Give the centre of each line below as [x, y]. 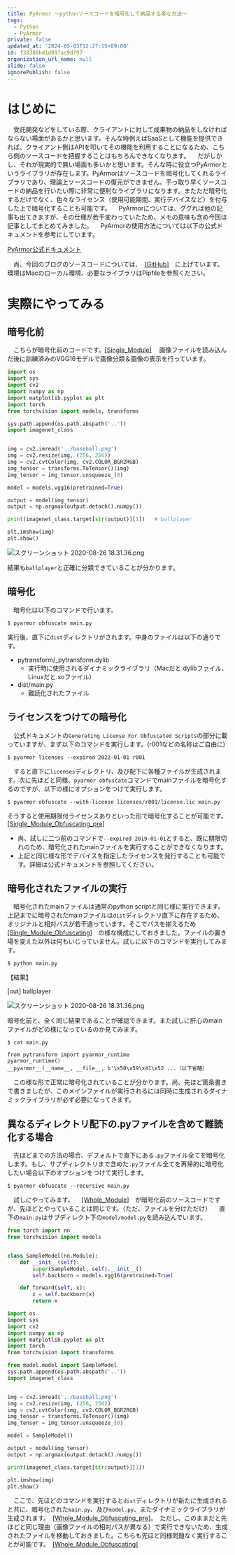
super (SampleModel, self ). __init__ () [87, 1269]
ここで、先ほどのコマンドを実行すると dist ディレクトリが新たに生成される [120, 1500]
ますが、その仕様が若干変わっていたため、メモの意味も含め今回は [132, 217]
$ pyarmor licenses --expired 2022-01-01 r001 [76, 757]
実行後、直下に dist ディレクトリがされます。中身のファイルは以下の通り [111, 637]
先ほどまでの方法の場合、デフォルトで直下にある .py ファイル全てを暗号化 [119, 1156]
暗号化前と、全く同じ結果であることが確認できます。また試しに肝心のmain [115, 1021]
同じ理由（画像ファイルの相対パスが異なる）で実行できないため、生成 [127, 1527]
